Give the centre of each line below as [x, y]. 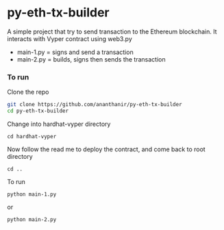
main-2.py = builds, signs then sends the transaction [91, 59]
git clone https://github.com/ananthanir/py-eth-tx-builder [95, 105]
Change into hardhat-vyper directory [59, 124]
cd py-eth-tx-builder [38, 111]
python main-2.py [32, 219]
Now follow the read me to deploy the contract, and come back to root [106, 149]
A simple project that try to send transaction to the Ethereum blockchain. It [112, 31]
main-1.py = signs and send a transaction [75, 52]
